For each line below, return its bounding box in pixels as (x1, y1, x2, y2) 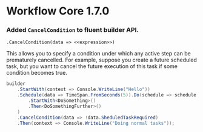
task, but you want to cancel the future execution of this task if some (6, 63, 178, 70)
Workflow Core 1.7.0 (6, 4, 110, 18)
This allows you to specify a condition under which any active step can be (6, 50, 191, 57)
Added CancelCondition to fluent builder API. (6, 26, 139, 34)
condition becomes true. (6, 69, 68, 77)
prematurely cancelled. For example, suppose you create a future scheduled (6, 56, 197, 64)
